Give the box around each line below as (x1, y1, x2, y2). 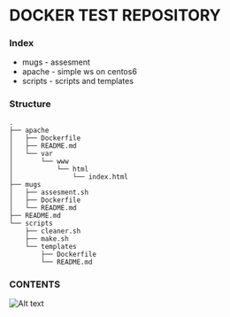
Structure (9, 98, 51, 111)
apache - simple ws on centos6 (21, 66, 137, 77)
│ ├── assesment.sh (9, 188, 89, 197)
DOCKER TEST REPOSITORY (9, 5, 221, 26)
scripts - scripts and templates (21, 76, 134, 87)
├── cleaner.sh (25, 227, 81, 236)
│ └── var (9, 149, 53, 158)
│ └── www (9, 157, 69, 166)
